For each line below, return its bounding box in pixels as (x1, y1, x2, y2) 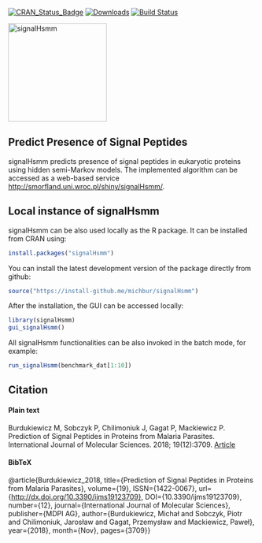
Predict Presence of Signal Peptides (8, 136, 188, 149)
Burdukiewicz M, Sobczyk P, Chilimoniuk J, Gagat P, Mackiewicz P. (8, 422, 226, 433)
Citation (8, 383, 49, 397)
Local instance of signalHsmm (8, 205, 160, 218)
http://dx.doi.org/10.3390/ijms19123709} (10, 492, 142, 501)
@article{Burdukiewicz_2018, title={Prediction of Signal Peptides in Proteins (8, 475, 254, 485)
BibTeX (8, 458, 32, 467)
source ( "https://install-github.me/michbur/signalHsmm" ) (8, 287, 199, 295)
